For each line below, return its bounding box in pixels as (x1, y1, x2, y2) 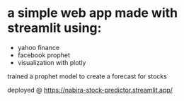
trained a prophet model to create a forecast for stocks (7, 72, 168, 81)
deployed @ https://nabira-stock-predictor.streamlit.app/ (7, 85, 173, 94)
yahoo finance (17, 43, 60, 52)
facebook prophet (17, 51, 71, 59)
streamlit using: (7, 20, 102, 36)
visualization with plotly (17, 58, 86, 66)
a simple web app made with (7, 5, 178, 21)
